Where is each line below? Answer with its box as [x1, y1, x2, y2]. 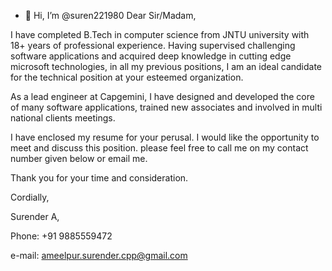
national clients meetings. [10, 112, 116, 124]
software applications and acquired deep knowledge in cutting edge [10, 50, 292, 62]
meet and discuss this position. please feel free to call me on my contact [10, 142, 309, 154]
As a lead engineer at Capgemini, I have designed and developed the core [10, 91, 315, 102]
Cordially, [10, 191, 50, 203]
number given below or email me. [10, 153, 148, 164]
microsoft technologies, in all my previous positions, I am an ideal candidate [10, 61, 323, 72]
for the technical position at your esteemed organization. [10, 71, 244, 83]
